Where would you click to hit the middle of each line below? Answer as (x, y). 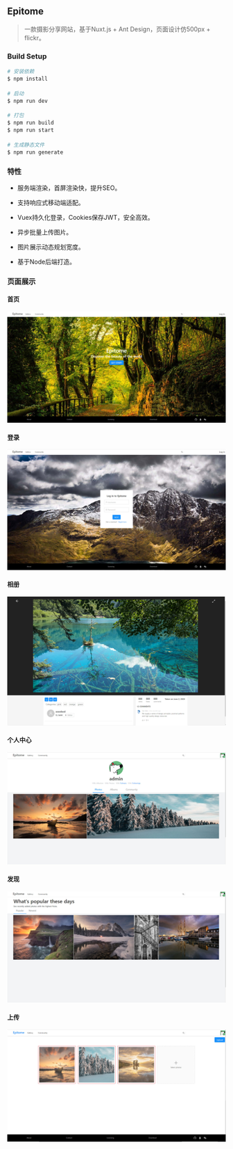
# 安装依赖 (21, 72)
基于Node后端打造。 (46, 262)
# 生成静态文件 (26, 145)
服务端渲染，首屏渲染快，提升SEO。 (69, 188)
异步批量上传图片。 (45, 232)
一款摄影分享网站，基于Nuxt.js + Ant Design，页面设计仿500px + (117, 29)
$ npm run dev (28, 101)
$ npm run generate (35, 152)
